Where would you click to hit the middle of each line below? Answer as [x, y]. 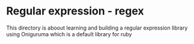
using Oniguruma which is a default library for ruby [69, 34]
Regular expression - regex [75, 11]
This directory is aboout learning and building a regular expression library [97, 28]
